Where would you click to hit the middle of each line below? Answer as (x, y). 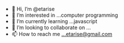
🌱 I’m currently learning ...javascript (54, 21)
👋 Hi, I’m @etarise (33, 9)
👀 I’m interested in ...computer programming (65, 15)
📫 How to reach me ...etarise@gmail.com (62, 34)
